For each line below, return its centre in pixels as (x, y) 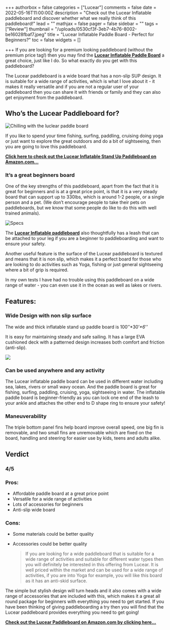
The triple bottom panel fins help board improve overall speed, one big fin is (84, 427)
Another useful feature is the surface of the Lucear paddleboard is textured (84, 254)
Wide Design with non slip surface (48, 316)
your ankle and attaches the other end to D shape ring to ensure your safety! (85, 403)
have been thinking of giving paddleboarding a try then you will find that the (84, 607)
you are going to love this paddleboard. (46, 146)
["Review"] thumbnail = (30, 29)
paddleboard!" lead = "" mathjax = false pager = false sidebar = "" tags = (82, 23)
